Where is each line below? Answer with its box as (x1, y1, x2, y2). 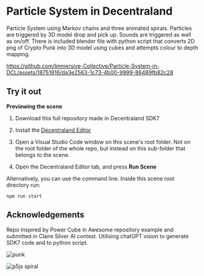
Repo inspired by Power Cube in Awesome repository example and (6, 226, 174, 233)
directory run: (6, 181, 41, 189)
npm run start (6, 193, 43, 199)
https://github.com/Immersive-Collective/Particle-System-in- (6, 62, 160, 70)
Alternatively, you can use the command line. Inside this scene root (6, 175, 175, 182)
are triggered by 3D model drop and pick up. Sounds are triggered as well (6, 31, 192, 38)
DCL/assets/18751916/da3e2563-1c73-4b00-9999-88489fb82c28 (6, 68, 174, 76)
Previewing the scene (6, 103, 63, 110)
